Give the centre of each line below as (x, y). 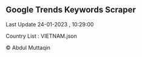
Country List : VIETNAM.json (41, 36)
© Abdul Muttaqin (28, 47)
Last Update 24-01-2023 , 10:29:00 (50, 24)
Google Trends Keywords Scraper (71, 10)
